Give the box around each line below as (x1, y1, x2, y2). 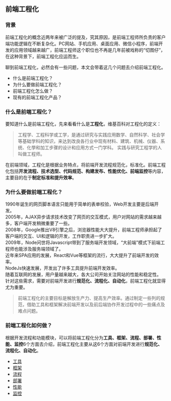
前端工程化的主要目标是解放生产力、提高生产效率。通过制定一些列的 (17, 295, 161, 301)
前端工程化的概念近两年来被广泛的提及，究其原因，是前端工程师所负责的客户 (5, 34, 166, 40)
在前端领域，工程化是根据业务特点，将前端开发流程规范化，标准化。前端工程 (5, 162, 166, 168)
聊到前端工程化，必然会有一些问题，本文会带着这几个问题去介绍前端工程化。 (5, 64, 166, 70)
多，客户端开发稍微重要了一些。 (5, 220, 72, 227)
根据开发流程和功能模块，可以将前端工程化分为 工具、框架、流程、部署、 (5, 335, 157, 341)
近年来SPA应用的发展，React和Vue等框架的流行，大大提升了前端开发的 (5, 252, 155, 258)
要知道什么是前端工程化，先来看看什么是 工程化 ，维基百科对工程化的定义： (5, 121, 161, 127)
